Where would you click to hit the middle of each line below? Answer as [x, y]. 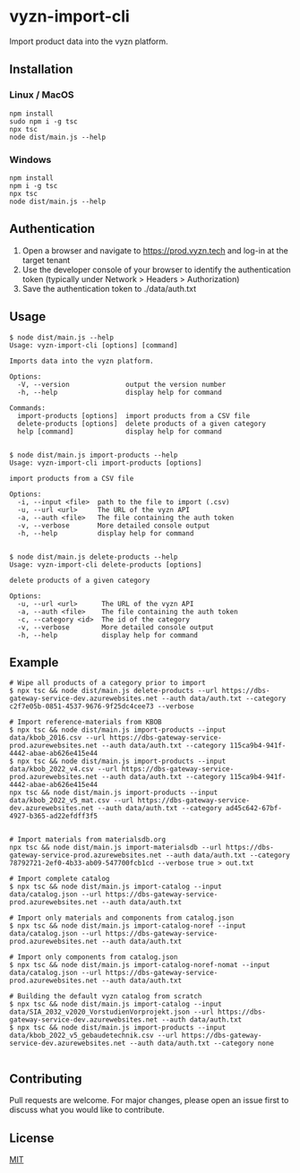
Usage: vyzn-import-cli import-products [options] [106, 463]
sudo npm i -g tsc [43, 121]
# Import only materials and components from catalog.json [122, 918]
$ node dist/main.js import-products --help [94, 455]
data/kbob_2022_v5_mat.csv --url [72, 801]
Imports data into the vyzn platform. [81, 361]
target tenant [46, 260]
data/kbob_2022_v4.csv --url [64, 769]
